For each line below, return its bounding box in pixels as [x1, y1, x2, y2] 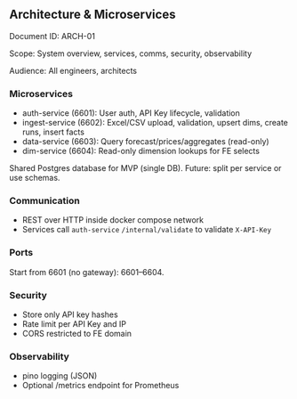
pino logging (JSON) [21, 370, 98, 381]
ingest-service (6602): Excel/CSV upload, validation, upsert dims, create [21, 118, 289, 128]
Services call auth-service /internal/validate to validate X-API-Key [21, 224, 272, 235]
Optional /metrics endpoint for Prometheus [21, 380, 180, 391]
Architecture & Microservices [9, 7, 176, 22]
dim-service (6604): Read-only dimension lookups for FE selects [21, 146, 261, 157]
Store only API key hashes [21, 309, 118, 320]
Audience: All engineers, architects [9, 65, 138, 76]
